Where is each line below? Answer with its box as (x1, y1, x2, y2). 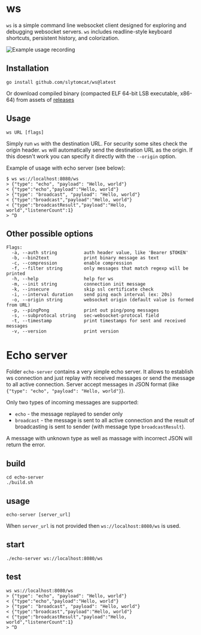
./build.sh (6, 480, 33, 486)
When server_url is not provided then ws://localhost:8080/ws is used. (6, 522, 181, 529)
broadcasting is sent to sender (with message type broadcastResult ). (14, 423, 185, 430)
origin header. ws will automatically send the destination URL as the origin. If (6, 146, 193, 153)
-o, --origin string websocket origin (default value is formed (11, 297, 194, 303)
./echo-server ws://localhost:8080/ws (6, 555, 103, 561)
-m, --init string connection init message (11, 281, 146, 288)
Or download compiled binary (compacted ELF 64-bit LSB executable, (6, 89, 179, 97)
